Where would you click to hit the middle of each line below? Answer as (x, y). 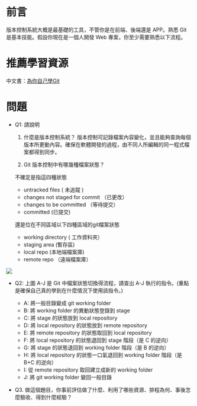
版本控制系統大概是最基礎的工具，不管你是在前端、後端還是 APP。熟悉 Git (96, 30)
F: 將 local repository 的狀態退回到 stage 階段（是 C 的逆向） (97, 340)
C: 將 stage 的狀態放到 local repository (70, 318)
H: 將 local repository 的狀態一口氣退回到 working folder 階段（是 (103, 355)
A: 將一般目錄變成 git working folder (67, 303)
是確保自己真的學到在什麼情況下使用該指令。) (69, 290)
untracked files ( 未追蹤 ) (54, 190)
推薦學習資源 (38, 63)
